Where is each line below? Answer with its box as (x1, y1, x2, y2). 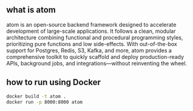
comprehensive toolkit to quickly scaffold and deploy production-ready (6, 53, 184, 60)
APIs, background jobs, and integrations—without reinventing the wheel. (6, 59, 187, 67)
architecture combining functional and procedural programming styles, (6, 33, 183, 41)
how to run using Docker (6, 77, 101, 87)
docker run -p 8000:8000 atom (6, 99, 83, 105)
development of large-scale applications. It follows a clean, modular (6, 27, 176, 35)
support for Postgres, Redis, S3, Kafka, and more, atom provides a (6, 47, 172, 54)
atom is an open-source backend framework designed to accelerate (6, 21, 177, 28)
